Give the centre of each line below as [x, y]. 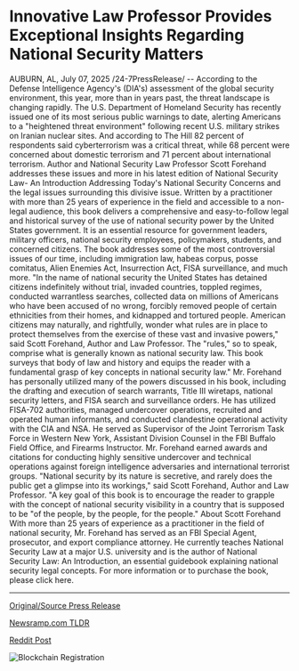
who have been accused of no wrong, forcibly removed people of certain [143, 305]
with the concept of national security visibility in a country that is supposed [147, 504]
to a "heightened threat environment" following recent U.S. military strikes [145, 125]
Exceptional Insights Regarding [127, 35]
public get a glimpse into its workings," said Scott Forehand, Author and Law [149, 485]
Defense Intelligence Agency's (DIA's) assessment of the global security [141, 88]
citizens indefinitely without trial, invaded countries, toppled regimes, [136, 287]
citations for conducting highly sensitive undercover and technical [130, 457]
